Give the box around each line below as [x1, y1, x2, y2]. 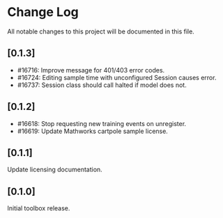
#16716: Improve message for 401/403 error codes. [17, 65, 165, 74]
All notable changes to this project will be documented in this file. [7, 27, 195, 36]
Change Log [7, 4, 79, 20]
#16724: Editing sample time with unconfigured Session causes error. [17, 73, 217, 81]
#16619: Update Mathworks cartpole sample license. [17, 127, 169, 135]
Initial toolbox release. [7, 204, 70, 212]
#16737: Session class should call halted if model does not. [17, 81, 187, 89]
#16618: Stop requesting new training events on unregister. [17, 119, 187, 127]
